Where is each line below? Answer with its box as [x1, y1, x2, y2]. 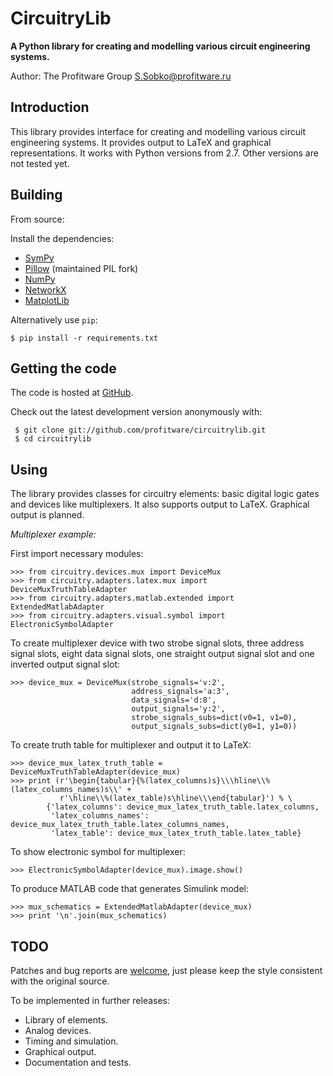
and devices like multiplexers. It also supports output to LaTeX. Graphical [10, 498, 310, 511]
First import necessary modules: [10, 548, 144, 560]
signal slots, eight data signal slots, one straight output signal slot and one [10, 648, 315, 660]
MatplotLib [24, 294, 70, 306]
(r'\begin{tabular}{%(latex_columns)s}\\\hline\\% [54, 776, 271, 786]
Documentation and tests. [24, 1057, 132, 1068]
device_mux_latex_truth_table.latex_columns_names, [10, 820, 230, 830]
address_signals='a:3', [131, 687, 230, 697]
